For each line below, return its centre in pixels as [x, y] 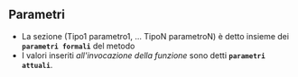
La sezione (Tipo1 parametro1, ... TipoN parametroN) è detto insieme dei [155, 36]
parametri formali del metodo [78, 46]
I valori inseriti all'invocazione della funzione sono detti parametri [143, 55]
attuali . [37, 64]
